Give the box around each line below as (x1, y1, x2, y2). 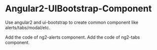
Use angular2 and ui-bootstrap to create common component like (5, 19, 139, 25)
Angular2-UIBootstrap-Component (5, 3, 152, 14)
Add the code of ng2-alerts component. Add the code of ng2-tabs (5, 34, 140, 40)
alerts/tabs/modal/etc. (5, 24, 50, 30)
